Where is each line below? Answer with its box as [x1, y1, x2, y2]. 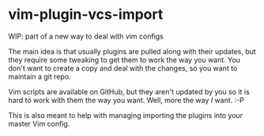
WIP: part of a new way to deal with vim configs [8, 31, 164, 41]
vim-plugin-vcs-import [8, 6, 164, 24]
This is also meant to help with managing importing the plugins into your [8, 110, 243, 119]
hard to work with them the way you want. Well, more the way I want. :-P [8, 95, 245, 105]
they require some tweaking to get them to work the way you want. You [8, 55, 241, 64]
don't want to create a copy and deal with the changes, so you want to [8, 63, 238, 72]
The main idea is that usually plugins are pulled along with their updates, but [8, 46, 257, 56]
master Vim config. [8, 119, 70, 128]
